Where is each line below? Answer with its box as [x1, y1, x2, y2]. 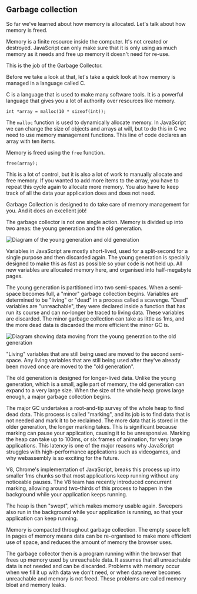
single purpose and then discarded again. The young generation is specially [6, 253, 190, 261]
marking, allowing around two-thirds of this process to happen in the [6, 485, 172, 492]
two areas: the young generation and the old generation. [6, 225, 143, 232]
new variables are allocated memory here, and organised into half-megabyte [6, 266, 192, 273]
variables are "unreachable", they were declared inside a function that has [6, 302, 186, 309]
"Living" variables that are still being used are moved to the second [6, 350, 169, 358]
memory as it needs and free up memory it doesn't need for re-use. [6, 50, 170, 58]
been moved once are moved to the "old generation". [6, 363, 135, 370]
